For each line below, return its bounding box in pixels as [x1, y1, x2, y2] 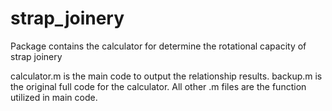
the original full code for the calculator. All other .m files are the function [10, 80, 307, 92]
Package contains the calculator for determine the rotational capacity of [10, 40, 307, 52]
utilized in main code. [10, 91, 98, 103]
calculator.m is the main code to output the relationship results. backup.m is [10, 70, 323, 82]
